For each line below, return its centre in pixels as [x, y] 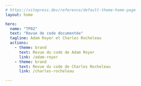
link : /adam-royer [38, 57]
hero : [11, 24]
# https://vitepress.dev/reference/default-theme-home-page [71, 10]
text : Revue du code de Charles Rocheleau [65, 67]
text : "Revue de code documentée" [46, 34]
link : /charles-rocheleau [46, 71]
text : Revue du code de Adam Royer [57, 52]
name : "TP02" [24, 28]
